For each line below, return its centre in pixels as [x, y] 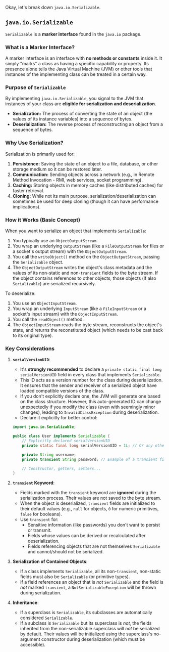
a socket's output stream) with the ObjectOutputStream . [70, 251]
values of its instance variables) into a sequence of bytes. [72, 119]
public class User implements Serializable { [61, 436]
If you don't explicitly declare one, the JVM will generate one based [90, 396]
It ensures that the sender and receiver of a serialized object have [89, 385]
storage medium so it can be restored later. [57, 169]
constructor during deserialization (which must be [93, 639]
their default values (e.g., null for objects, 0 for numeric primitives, [89, 509]
